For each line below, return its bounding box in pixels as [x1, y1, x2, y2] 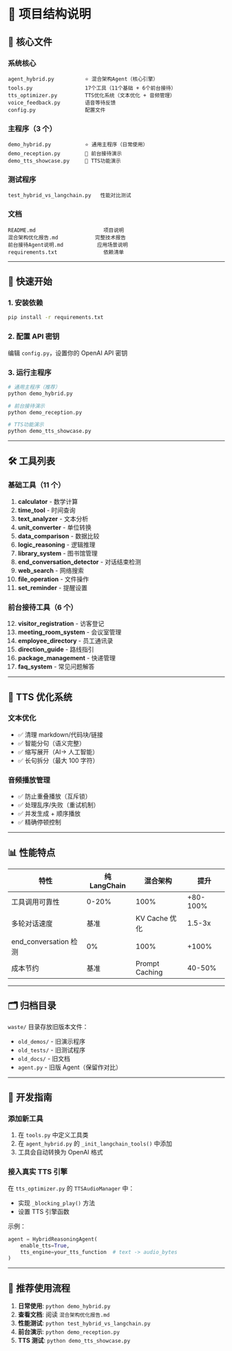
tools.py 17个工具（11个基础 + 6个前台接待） [8, 84, 176, 92]
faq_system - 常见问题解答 [17, 662, 95, 671]
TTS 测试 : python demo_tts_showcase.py [17, 1337, 131, 1345]
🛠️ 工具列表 [8, 455, 56, 467]
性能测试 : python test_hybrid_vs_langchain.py [17, 1319, 151, 1328]
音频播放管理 [8, 775, 51, 784]
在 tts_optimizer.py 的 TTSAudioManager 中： [8, 1184, 135, 1192]
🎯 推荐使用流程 [8, 1282, 71, 1294]
